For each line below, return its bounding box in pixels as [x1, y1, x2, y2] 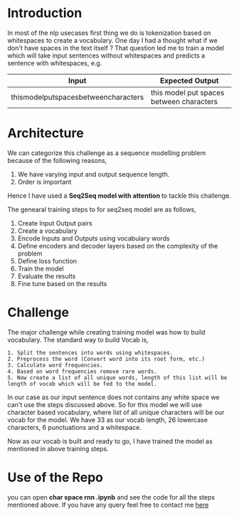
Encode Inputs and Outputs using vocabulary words [17, 233, 170, 243]
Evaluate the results [17, 272, 76, 280]
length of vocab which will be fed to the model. [7, 380, 158, 387]
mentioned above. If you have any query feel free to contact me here [7, 500, 209, 509]
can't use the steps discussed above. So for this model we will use [7, 400, 203, 409]
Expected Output [159, 75, 219, 85]
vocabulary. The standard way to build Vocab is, [7, 335, 149, 344]
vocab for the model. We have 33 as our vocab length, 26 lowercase [7, 415, 208, 424]
